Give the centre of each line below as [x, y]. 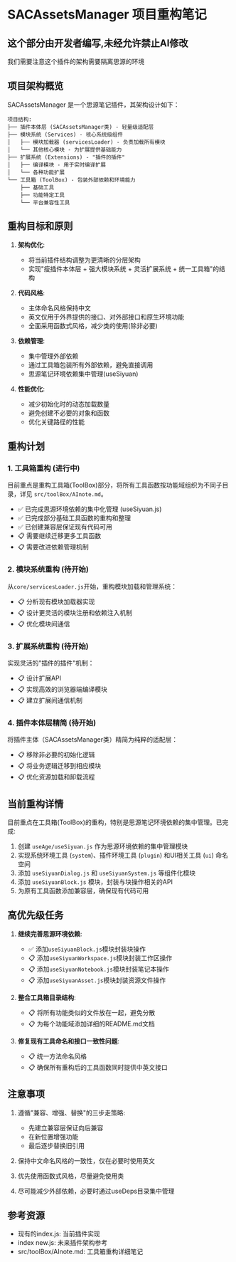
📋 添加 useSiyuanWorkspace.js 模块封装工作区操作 [100, 957]
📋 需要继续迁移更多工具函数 [59, 536]
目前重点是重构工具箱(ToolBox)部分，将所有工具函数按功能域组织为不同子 [115, 485]
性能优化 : [31, 389]
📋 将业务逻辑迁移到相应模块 [59, 766]
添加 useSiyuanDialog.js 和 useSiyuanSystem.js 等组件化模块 [107, 873]
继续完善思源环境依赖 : [50, 934]
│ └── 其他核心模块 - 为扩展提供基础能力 [65, 149]
